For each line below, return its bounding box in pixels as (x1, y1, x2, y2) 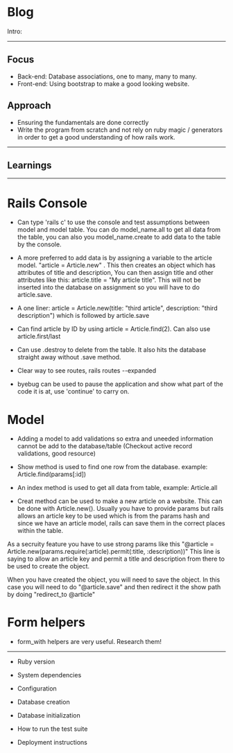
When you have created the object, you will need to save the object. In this (7, 575, 221, 584)
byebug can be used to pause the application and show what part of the (17, 380, 223, 389)
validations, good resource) (17, 449, 96, 458)
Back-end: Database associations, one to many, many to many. (17, 72, 198, 81)
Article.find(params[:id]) (17, 470, 87, 479)
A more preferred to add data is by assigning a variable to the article (17, 254, 213, 262)
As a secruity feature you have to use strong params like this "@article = (7, 540, 214, 548)
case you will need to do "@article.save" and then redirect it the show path (7, 583, 221, 591)
